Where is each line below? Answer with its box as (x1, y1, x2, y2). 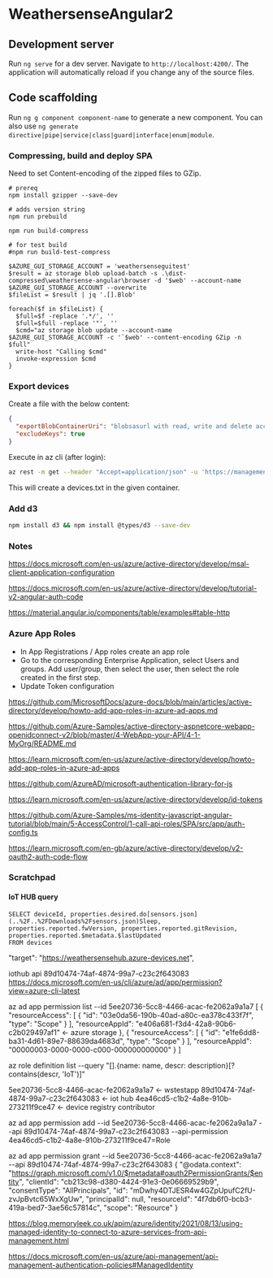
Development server (8, 37, 115, 51)
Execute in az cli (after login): (8, 452, 106, 461)
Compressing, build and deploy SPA (8, 149, 153, 161)
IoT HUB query (8, 892, 58, 902)
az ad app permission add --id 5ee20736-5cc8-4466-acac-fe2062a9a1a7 (8, 1118, 258, 1128)
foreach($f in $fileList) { (8, 305, 104, 314)
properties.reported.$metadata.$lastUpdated (8, 931, 162, 939)
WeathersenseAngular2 (8, 5, 174, 24)
